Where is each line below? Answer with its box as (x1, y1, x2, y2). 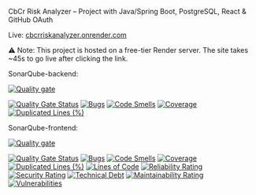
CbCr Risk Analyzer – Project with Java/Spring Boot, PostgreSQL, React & (8, 7, 247, 16)
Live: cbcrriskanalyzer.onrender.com (8, 31, 128, 39)
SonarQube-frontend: (8, 123, 79, 132)
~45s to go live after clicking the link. (8, 54, 128, 63)
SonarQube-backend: (8, 69, 79, 78)
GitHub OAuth (8, 15, 54, 24)
